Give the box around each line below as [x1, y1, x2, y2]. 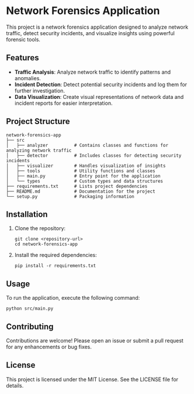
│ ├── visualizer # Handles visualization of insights [6, 163, 166, 169]
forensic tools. [6, 36, 41, 43]
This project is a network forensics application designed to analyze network [6, 23, 189, 30]
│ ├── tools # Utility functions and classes [6, 168, 156, 174]
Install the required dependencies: [14, 252, 98, 259]
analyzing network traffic [6, 148, 72, 153]
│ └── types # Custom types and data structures [6, 178, 164, 184]
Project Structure [6, 117, 70, 126]
